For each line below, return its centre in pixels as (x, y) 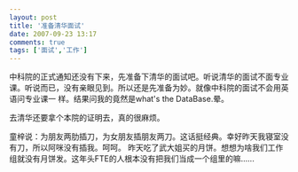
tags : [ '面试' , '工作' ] (48, 51)
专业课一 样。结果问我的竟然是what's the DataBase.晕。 (126, 99)
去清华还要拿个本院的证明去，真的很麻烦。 (87, 118)
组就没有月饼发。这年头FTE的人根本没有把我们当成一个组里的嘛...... (132, 159)
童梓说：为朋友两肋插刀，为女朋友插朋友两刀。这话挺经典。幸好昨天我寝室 (145, 137)
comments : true (37, 42)
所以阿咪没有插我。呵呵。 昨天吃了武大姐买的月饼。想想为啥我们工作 (158, 148)
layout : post (33, 17)
